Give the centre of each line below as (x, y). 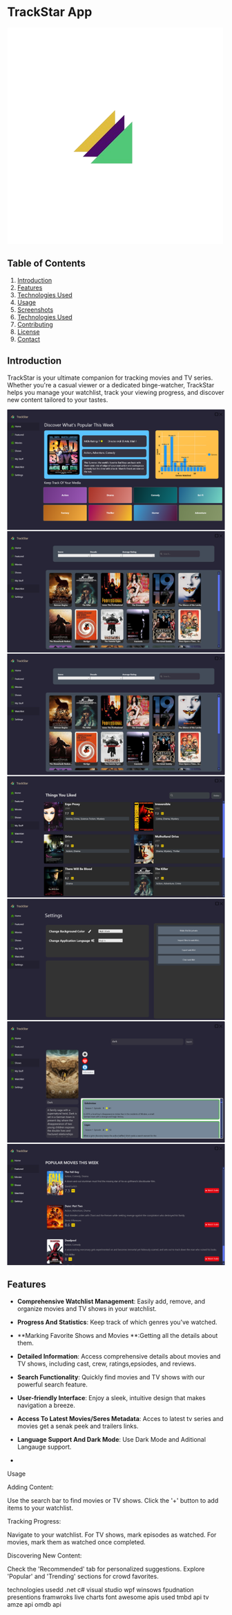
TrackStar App (50, 12)
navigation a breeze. (46, 1405)
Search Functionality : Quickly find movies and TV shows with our (111, 1377)
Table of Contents (47, 264)
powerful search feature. (52, 1384)
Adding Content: (30, 1487)
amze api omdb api (35, 1604)
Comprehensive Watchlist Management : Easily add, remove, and (111, 1301)
